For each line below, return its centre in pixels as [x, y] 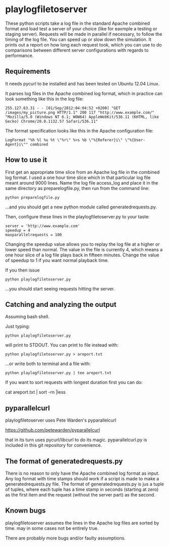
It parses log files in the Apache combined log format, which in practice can [84, 93]
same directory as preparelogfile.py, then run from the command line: [77, 188]
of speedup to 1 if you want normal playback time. [57, 260]
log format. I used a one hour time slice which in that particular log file [78, 177]
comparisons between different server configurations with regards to [77, 50]
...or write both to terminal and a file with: [48, 364]
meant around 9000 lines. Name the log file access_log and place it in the [82, 183]
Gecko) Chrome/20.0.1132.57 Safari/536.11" [52, 121]
